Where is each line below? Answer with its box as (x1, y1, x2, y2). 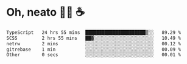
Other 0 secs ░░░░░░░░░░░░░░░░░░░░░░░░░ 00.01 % (6, 52, 182, 58)
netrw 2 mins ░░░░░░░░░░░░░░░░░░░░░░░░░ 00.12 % (6, 40, 182, 46)
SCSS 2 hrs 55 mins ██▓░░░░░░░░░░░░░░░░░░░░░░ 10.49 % (6, 35, 182, 41)
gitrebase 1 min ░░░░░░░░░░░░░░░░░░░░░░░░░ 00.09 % (6, 46, 182, 53)
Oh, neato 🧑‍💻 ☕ (6, 5, 85, 19)
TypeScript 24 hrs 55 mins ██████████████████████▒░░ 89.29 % (6, 29, 182, 36)
